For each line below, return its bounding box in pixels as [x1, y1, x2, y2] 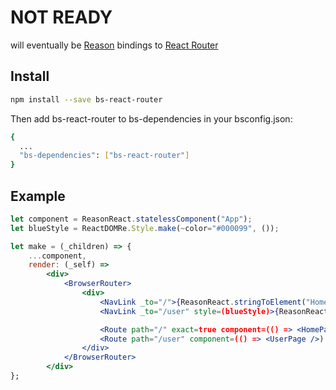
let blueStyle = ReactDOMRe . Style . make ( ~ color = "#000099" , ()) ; [10, 223, 280, 233]
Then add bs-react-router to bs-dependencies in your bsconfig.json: [10, 112, 293, 125]
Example [10, 187, 66, 205]
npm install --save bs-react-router [10, 94, 163, 105]
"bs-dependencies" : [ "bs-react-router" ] [19, 151, 190, 161]
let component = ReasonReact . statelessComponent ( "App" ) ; [10, 214, 253, 224]
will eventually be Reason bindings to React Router [10, 39, 219, 51]
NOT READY [10, 6, 113, 29]
